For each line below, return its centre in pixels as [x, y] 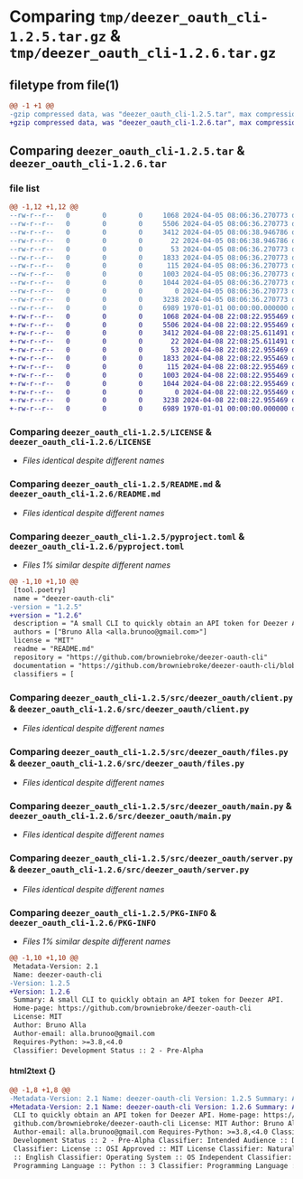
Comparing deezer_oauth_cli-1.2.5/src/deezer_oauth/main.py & [151, 806]
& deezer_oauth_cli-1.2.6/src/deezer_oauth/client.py [129, 709]
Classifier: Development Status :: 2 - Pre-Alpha [108, 1051]
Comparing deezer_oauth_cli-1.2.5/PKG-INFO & [113, 912]
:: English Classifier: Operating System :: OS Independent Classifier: [153, 1157]
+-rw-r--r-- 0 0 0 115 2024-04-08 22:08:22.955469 [149, 367]
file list [25, 188]
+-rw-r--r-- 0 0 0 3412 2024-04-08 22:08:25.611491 [149, 333]
